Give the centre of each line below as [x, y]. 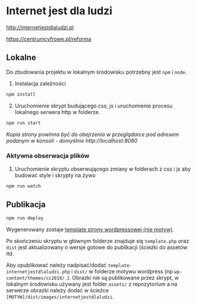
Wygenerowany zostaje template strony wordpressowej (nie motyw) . [90, 229]
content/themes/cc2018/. [37, 278]
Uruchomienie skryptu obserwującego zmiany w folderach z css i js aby [103, 169]
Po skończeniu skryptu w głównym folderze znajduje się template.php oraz [98, 241]
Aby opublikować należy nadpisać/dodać [56, 265]
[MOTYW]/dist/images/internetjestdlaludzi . [60, 297]
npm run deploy [25, 218]
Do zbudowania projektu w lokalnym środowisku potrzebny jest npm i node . [96, 72]
